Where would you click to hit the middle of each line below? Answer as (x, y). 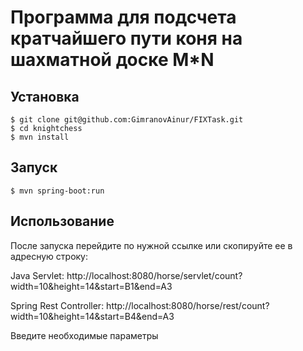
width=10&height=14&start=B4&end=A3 (92, 316)
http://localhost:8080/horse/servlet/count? (154, 275)
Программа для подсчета (123, 17)
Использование (62, 221)
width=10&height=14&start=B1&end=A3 (91, 286)
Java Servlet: (37, 275)
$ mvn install (40, 137)
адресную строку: (49, 256)
